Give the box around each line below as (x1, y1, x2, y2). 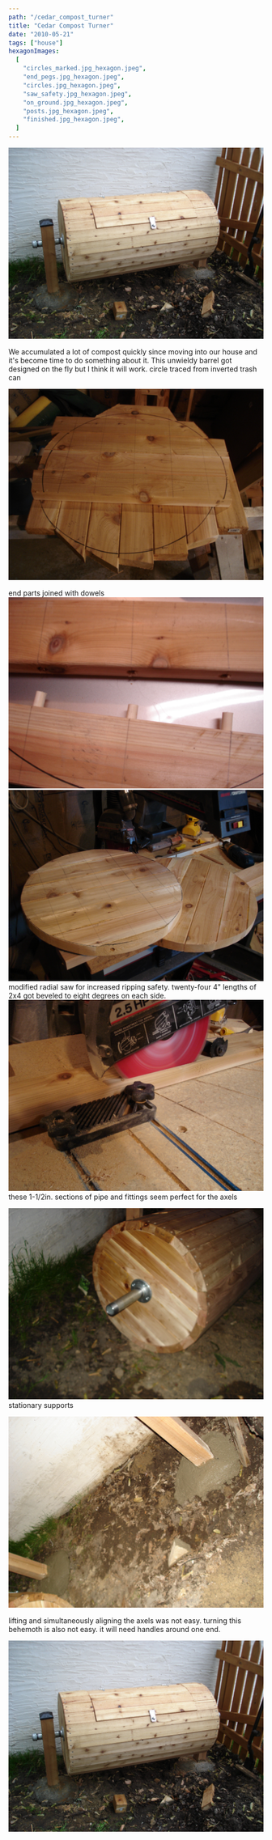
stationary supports (8, 1401, 74, 1410)
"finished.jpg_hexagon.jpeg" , (23, 116, 125, 124)
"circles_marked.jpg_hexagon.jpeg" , (23, 65, 147, 73)
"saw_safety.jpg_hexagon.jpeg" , (23, 90, 132, 98)
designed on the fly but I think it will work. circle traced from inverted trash (8, 364, 257, 374)
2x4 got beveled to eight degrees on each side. (8, 991, 167, 1000)
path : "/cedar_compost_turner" (8, 13, 114, 21)
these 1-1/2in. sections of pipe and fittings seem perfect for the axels (8, 1192, 238, 1202)
